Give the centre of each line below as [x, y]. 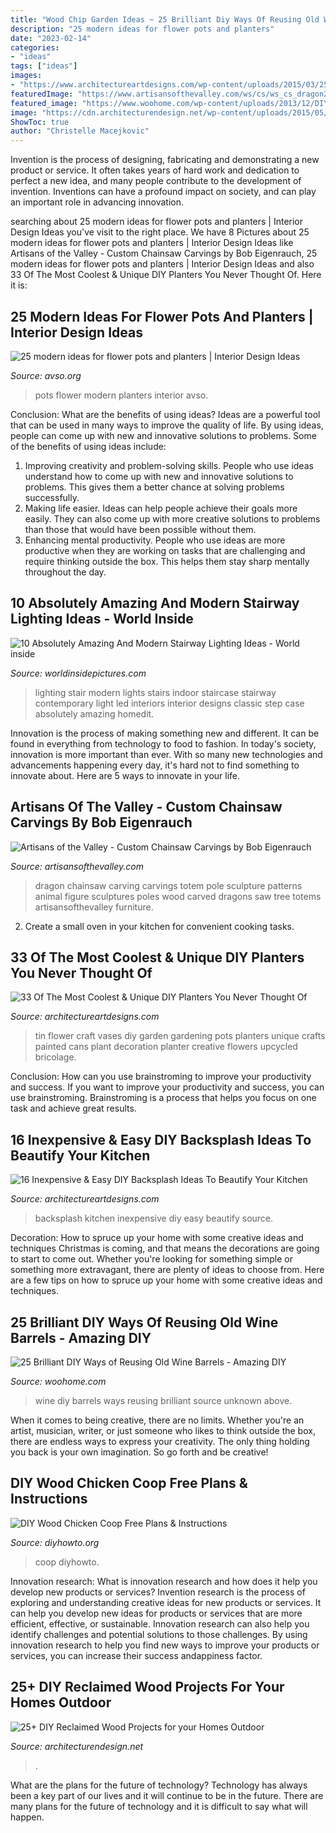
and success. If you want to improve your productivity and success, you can [167, 1087]
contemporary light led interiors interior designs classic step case [169, 703]
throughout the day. [65, 572]
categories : [35, 47]
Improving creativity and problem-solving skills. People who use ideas [169, 465]
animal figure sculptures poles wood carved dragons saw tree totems [178, 896]
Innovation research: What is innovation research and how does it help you [164, 1581]
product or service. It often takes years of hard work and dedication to [155, 170]
